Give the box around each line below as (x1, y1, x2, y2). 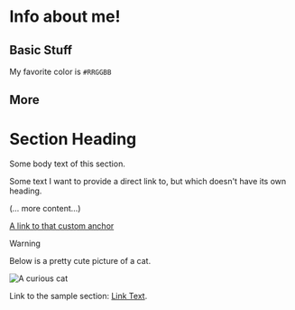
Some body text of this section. (9, 158, 126, 169)
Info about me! (9, 6, 121, 27)
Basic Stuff (9, 42, 73, 58)
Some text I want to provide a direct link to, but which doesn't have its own (9, 176, 287, 187)
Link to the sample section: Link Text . (9, 291, 148, 302)
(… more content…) (9, 203, 81, 214)
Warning (9, 238, 41, 249)
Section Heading (9, 128, 137, 149)
